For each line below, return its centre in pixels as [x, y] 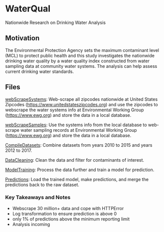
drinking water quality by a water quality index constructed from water [77, 61]
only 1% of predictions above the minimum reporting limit [71, 219]
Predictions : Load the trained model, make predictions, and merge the [77, 179]
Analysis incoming [31, 224]
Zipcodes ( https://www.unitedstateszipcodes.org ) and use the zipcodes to [82, 104]
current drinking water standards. [40, 71]
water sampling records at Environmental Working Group [79, 130]
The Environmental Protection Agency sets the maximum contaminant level [82, 50]
